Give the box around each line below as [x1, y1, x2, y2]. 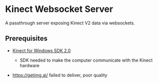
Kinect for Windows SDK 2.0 [12, 47, 71, 53]
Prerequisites [5, 34, 48, 43]
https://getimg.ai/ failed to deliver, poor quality [12, 72, 108, 78]
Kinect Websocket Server [5, 3, 113, 15]
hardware [19, 62, 40, 68]
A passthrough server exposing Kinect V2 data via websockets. [5, 20, 135, 26]
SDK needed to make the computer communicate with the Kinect [19, 57, 153, 63]
